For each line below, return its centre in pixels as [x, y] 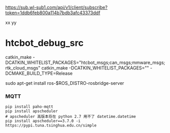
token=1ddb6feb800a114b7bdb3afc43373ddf [53, 13]
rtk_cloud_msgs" [23, 68]
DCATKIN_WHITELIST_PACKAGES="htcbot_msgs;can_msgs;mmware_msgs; [85, 62]
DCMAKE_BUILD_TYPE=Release [39, 73]
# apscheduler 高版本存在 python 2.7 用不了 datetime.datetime [71, 117]
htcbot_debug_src [45, 43]
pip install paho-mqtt [29, 107]
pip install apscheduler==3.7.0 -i [43, 121]
